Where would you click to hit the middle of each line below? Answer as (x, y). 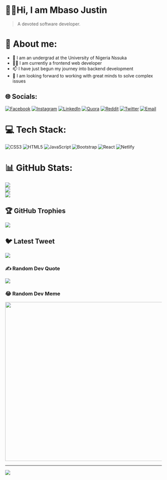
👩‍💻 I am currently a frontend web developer (57, 63)
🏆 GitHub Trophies (36, 211)
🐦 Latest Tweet (30, 241)
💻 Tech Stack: (36, 129)
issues (19, 81)
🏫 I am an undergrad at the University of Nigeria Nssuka (70, 58)
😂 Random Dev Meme (33, 294)
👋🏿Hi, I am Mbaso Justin (56, 10)
